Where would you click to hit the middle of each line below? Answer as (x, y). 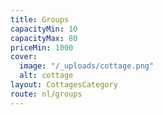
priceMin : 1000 (42, 47)
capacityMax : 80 (44, 38)
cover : (24, 57)
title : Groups (40, 19)
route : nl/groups (46, 94)
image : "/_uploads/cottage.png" (87, 66)
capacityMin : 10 (44, 29)
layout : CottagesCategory (64, 85)
